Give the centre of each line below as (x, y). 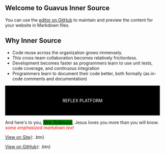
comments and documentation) (55, 79)
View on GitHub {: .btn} (28, 147)
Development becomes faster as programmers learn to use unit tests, (82, 63)
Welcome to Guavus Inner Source (57, 8)
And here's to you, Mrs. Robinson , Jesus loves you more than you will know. (82, 122)
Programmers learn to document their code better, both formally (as (81, 73)
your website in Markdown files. (37, 25)
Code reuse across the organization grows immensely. (67, 52)
